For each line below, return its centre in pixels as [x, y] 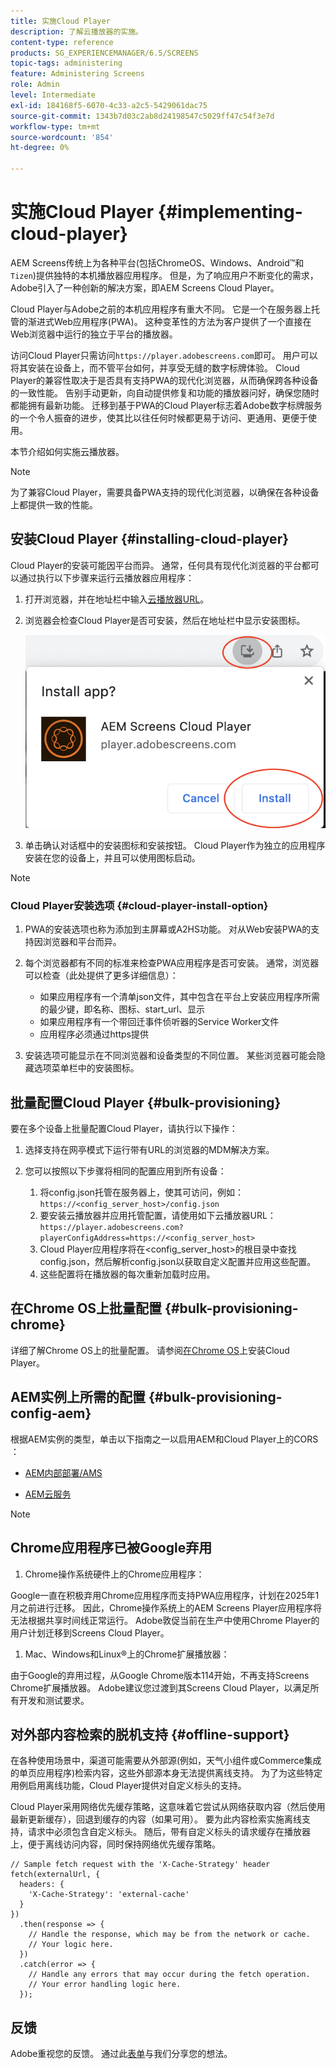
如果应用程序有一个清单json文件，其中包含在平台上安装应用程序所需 [180, 997]
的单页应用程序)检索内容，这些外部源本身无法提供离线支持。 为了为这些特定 [166, 1773]
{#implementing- [230, 212]
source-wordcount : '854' [62, 137]
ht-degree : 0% [40, 148]
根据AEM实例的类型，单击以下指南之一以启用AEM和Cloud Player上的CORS [164, 1439]
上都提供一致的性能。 [54, 504]
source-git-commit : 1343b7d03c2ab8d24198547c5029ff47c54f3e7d [142, 116]
